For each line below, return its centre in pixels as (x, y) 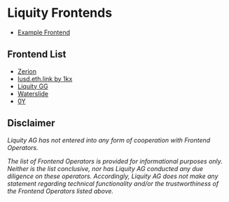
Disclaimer (31, 123)
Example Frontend (44, 32)
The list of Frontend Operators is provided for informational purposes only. (115, 161)
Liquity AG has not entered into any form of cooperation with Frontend (109, 140)
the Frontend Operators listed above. (61, 191)
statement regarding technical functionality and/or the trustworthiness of (113, 183)
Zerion (27, 71)
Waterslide (33, 93)
